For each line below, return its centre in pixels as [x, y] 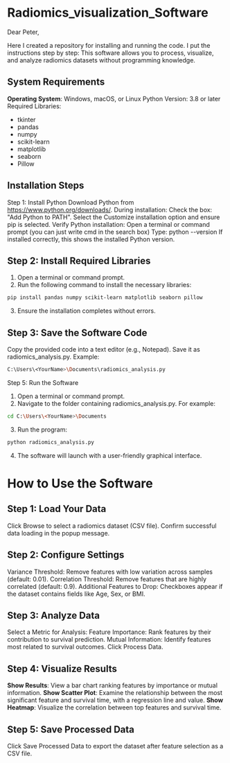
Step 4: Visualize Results [62, 668]
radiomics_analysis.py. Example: [53, 357]
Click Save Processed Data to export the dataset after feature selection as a [115, 746]
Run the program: [42, 429]
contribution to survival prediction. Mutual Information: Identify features [109, 640]
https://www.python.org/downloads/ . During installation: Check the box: [110, 209]
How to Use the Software [80, 483]
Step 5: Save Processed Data [71, 729]
